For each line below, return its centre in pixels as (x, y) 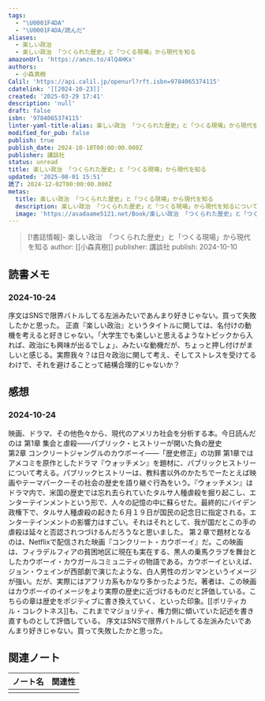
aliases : (22, 37)
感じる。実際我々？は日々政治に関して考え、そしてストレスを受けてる (143, 354)
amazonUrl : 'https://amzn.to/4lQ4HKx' (72, 60)
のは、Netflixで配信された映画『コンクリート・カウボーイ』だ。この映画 (126, 542)
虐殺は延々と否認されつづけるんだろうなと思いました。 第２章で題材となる (130, 532)
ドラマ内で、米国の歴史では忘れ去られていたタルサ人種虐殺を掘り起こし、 (129, 492)
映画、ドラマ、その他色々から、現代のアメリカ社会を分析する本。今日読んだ (132, 433)
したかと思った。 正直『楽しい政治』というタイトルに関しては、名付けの (127, 325)
